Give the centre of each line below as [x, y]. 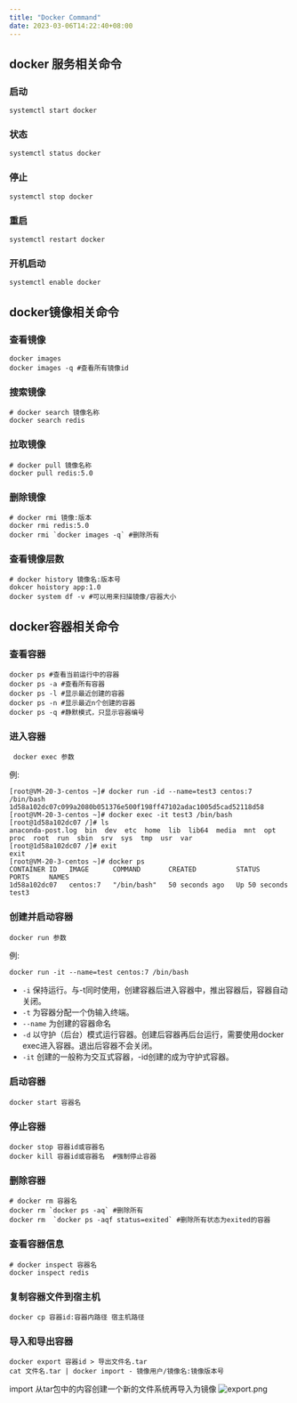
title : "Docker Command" [55, 17]
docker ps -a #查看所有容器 [57, 684]
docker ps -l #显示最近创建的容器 [67, 693]
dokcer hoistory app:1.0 [55, 588]
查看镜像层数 [37, 559]
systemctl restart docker [57, 240]
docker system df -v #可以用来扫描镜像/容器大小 [93, 597]
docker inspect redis [49, 1273]
